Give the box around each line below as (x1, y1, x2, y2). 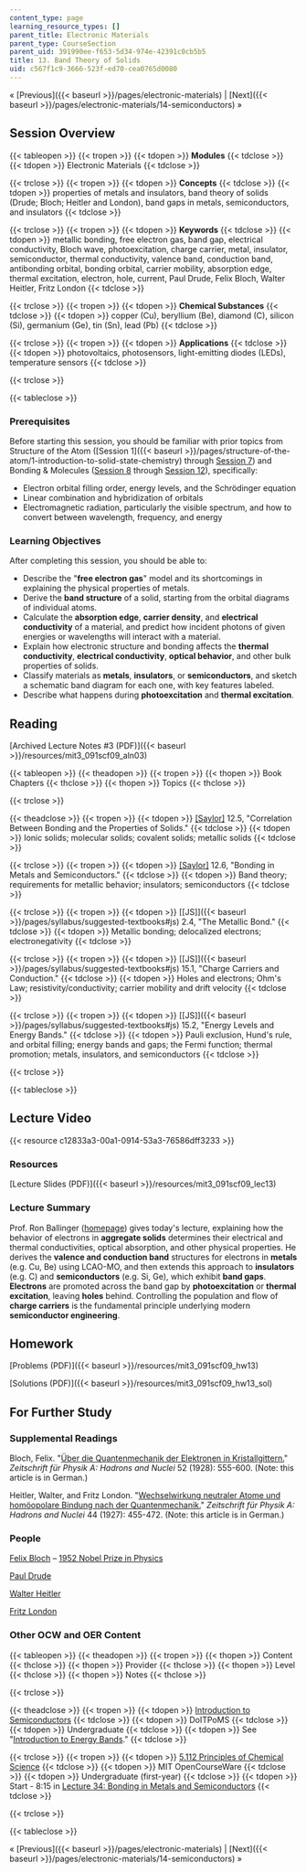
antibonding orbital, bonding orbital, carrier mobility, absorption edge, (9, 262, 272, 274)
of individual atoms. (22, 602, 98, 613)
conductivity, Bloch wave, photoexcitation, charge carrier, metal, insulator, (9, 243, 289, 254)
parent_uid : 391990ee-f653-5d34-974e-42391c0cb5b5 (9, 48, 206, 57)
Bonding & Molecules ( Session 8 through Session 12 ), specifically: (9, 464, 259, 475)
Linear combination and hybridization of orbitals (22, 492, 204, 503)
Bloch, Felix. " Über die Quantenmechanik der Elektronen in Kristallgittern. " (9, 1453, 289, 1463)
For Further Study (9, 1404, 112, 1420)
